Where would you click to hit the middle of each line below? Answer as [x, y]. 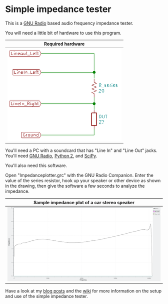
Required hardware [64, 44]
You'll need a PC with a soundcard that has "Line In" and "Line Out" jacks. [81, 150]
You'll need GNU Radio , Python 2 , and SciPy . [51, 156]
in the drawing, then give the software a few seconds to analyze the [75, 186]
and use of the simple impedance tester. [47, 296]
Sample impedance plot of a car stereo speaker [84, 202]
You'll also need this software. [36, 166]
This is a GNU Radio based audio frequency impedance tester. [69, 23]
